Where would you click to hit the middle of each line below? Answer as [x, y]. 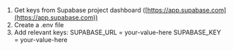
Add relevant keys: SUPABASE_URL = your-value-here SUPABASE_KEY [117, 32]
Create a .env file [39, 25]
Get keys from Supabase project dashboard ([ [80, 10]
